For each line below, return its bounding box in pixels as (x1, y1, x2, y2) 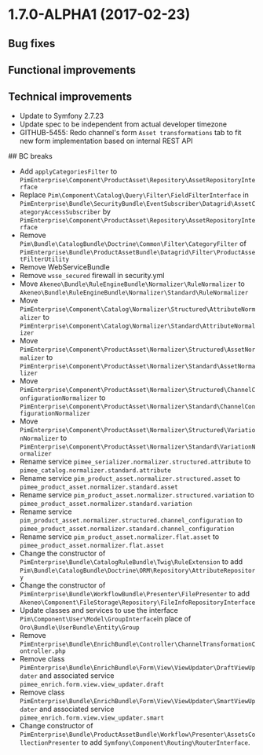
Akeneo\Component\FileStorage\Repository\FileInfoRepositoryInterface (19, 599, 256, 607)
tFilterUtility (19, 255, 70, 263)
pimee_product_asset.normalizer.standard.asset (19, 483, 178, 491)
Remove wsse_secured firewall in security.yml (19, 270, 165, 280)
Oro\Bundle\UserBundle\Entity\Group (19, 623, 140, 632)
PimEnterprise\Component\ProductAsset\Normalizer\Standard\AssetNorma (19, 362, 256, 370)
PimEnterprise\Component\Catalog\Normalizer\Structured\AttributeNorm (19, 305, 256, 313)
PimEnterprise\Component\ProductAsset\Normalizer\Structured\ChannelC (19, 386, 256, 394)
